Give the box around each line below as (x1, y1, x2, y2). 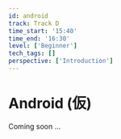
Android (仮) (8, 95, 92, 113)
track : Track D (8, 19, 60, 27)
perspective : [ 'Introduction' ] (8, 57, 114, 65)
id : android (8, 11, 48, 20)
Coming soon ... (8, 121, 61, 131)
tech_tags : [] (8, 49, 56, 57)
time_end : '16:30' (8, 34, 70, 43)
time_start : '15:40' (8, 27, 78, 35)
